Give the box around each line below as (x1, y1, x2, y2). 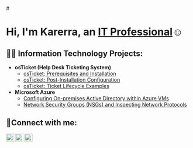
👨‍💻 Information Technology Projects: (6, 48, 143, 58)
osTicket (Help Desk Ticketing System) (14, 64, 112, 71)
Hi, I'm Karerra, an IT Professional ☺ (6, 26, 183, 38)
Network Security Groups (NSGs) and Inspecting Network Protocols (23, 101, 187, 108)
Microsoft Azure (14, 89, 56, 96)
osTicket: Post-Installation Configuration (23, 76, 120, 83)
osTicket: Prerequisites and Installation (23, 70, 117, 77)
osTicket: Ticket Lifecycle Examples (23, 83, 110, 89)
